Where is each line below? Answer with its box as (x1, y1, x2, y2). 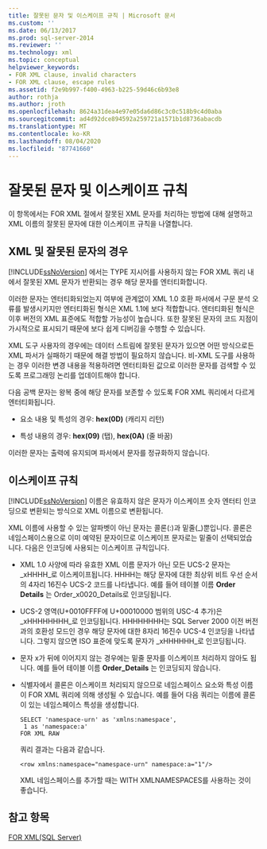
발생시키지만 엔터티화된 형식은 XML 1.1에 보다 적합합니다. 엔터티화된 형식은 (22, 304, 255, 314)
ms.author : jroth (8, 100, 66, 108)
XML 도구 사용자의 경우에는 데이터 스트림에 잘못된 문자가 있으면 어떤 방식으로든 (8, 341, 254, 351)
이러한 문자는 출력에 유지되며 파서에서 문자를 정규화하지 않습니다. (8, 448, 211, 458)
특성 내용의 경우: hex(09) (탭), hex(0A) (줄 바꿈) (19, 431, 173, 441)
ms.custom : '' (8, 19, 56, 27)
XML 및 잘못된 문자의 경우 (8, 244, 129, 258)
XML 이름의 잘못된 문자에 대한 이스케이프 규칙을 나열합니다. (8, 219, 193, 229)
